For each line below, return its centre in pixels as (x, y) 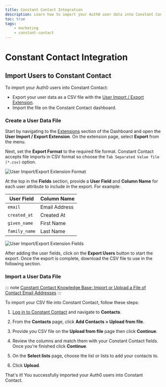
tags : (11, 24)
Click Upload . (26, 365)
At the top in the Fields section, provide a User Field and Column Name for (82, 181)
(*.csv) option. (21, 162)
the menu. (15, 142)
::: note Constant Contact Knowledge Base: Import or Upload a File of (76, 287)
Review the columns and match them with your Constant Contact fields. (85, 341)
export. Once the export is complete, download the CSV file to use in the (79, 258)
